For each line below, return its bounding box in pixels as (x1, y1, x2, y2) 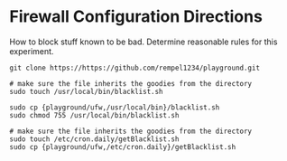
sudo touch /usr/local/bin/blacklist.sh (9, 87, 164, 96)
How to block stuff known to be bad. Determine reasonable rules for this (9, 36, 278, 47)
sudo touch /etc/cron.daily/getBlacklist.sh (9, 134, 180, 144)
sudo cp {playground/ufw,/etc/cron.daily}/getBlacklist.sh (9, 142, 236, 151)
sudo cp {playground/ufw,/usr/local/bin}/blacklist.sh (9, 102, 220, 112)
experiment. (9, 45, 54, 56)
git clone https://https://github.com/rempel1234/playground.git (9, 63, 260, 72)
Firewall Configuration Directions (9, 6, 264, 27)
